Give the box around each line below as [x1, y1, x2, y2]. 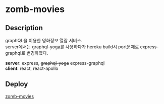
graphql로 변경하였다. [5, 50, 48, 56]
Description [5, 24, 43, 32]
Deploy [5, 80, 28, 88]
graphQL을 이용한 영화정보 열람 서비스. [5, 38, 83, 43]
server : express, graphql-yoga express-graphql [5, 60, 105, 66]
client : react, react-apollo [5, 65, 59, 71]
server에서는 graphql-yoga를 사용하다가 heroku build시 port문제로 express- [5, 44, 159, 50]
